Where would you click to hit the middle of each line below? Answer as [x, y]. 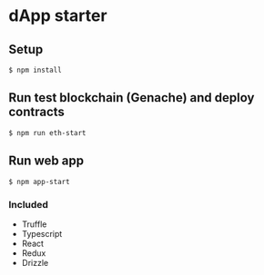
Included [29, 204]
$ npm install [36, 70]
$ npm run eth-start [48, 133]
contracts [37, 112]
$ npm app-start [39, 182]
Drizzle [35, 262]
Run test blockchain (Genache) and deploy [132, 98]
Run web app [46, 161]
